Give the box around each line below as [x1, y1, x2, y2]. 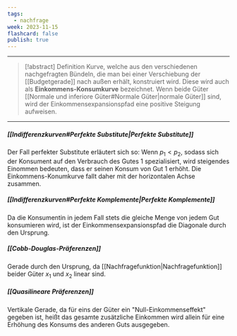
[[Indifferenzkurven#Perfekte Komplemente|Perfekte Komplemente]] [7, 195, 215, 204]
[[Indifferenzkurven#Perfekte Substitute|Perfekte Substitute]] [7, 130, 194, 138]
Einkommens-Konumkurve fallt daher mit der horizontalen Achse [7, 172, 195, 180]
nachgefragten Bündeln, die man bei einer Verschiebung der [24, 70, 201, 78]
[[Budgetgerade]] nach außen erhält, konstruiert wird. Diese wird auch [24, 77, 229, 86]
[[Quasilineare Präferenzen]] [7, 287, 94, 296]
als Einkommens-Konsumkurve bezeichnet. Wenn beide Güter [24, 85, 209, 94]
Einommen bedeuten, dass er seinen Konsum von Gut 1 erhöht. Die [7, 164, 202, 173]
